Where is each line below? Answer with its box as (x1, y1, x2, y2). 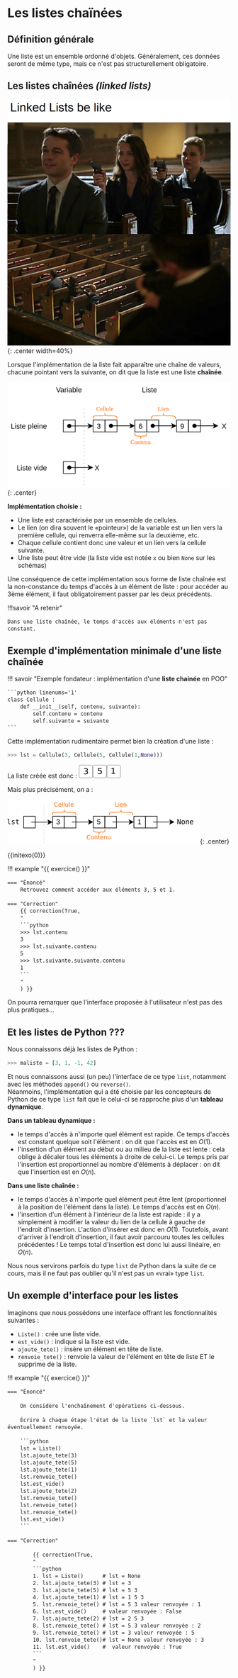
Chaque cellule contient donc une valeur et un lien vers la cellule (17, 539, 207, 547)
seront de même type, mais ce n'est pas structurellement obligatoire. (7, 60, 209, 68)
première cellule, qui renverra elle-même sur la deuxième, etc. (17, 531, 200, 539)
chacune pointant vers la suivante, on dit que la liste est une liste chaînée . (7, 367, 224, 376)
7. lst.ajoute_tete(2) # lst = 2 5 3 (33, 1615, 144, 1622)
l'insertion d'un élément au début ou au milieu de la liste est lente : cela (17, 1145, 225, 1153)
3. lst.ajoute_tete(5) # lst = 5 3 (33, 1587, 138, 1594)
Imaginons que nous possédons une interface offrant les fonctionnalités (7, 1308, 217, 1316)
